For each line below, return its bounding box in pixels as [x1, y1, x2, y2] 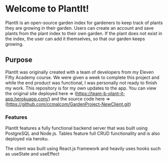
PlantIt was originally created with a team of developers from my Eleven [5, 69, 154, 75]
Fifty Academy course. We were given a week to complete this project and [5, 74, 159, 80]
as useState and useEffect [5, 151, 60, 157]
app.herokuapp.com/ [5, 96, 49, 102]
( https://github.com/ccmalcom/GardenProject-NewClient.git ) [5, 101, 131, 107]
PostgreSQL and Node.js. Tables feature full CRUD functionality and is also [5, 130, 160, 136]
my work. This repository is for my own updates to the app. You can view [5, 85, 157, 91]
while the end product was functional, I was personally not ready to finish [5, 79, 157, 86]
